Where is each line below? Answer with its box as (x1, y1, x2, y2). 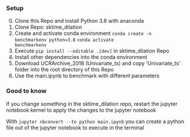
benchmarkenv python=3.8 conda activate (14, 37, 114, 43)
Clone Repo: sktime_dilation (14, 23, 82, 30)
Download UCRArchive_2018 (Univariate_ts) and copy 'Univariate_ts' (14, 60, 181, 67)
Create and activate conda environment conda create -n (14, 30, 152, 37)
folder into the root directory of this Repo (14, 66, 114, 73)
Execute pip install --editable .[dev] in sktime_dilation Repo (14, 47, 169, 54)
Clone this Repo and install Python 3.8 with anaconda (14, 18, 144, 25)
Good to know (6, 87, 47, 95)
